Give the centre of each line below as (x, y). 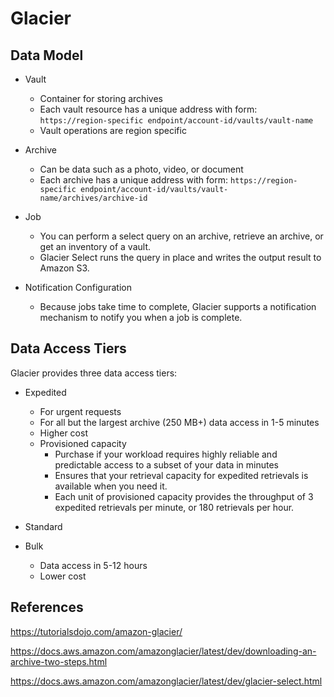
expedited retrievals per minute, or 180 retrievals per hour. (174, 507)
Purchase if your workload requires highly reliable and (166, 454)
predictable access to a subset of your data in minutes (166, 464)
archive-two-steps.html (59, 661)
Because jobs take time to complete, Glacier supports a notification (178, 306)
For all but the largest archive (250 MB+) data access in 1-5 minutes (179, 422)
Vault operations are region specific (113, 130)
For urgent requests (80, 411)
